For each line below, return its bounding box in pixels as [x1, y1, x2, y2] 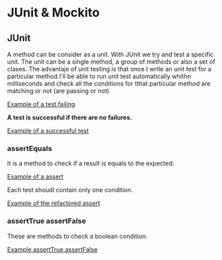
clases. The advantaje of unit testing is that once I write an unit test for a [7, 65, 212, 73]
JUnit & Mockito [7, 5, 100, 21]
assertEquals [7, 143, 53, 153]
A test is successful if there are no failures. [7, 113, 133, 121]
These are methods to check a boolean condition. [7, 232, 148, 240]
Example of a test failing [7, 100, 76, 108]
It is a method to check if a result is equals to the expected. [7, 159, 175, 167]
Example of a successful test [7, 127, 89, 134]
